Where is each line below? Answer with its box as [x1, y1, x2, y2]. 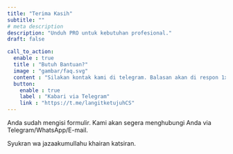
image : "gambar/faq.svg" [13, 67, 89, 75]
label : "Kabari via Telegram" [19, 93, 110, 100]
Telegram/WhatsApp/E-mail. [7, 126, 89, 134]
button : [13, 80, 36, 87]
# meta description [7, 23, 64, 30]
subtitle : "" [7, 17, 45, 23]
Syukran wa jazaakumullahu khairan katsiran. [7, 139, 137, 147]
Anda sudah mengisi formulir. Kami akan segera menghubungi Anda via [7, 119, 212, 126]
